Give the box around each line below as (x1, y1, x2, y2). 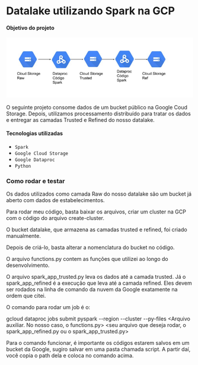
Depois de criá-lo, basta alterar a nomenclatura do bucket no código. (6, 244, 175, 251)
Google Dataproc (14, 156, 55, 163)
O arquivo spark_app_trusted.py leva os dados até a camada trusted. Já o (6, 273, 186, 281)
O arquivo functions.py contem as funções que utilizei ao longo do (6, 256, 169, 263)
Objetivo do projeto (6, 24, 55, 31)
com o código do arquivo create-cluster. (6, 215, 105, 222)
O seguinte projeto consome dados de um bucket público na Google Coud (6, 103, 188, 111)
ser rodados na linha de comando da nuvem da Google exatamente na (6, 286, 178, 293)
